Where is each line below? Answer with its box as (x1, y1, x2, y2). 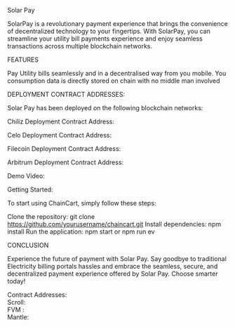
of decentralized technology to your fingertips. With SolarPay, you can (7, 27, 210, 35)
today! (7, 277, 26, 285)
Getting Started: (7, 185, 54, 194)
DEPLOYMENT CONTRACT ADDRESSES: (7, 91, 125, 98)
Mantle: (7, 313, 29, 321)
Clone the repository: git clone (7, 213, 95, 220)
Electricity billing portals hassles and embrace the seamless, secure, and (7, 262, 218, 270)
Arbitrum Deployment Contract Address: (7, 158, 124, 166)
